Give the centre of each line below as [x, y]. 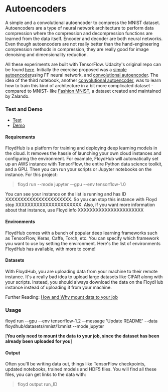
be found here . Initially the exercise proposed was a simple [66, 69]
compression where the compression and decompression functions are [79, 33]
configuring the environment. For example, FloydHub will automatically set [82, 159]
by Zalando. [18, 96]
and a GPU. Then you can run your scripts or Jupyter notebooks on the [78, 169]
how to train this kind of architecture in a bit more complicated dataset [78, 85]
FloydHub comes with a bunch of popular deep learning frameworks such [81, 233]
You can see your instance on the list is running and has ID [66, 194]
